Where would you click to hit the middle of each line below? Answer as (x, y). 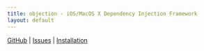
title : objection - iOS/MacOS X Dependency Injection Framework (102, 14)
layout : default (31, 20)
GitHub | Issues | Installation (48, 40)
